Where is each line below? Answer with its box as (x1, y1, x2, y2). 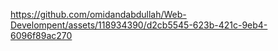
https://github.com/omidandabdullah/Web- (10, 9, 187, 20)
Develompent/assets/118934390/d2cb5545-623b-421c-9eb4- (10, 19, 268, 31)
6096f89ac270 (10, 30, 73, 41)
